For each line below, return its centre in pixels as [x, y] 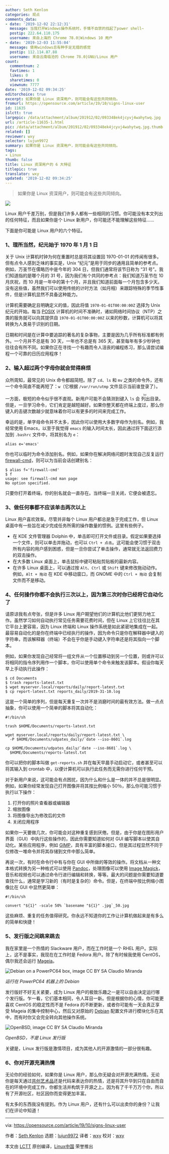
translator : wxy [22, 174]
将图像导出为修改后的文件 [39, 816]
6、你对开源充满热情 [30, 1062]
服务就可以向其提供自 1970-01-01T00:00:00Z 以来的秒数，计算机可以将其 [89, 318]
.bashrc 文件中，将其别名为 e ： [48, 434]
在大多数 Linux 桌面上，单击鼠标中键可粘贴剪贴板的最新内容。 [77, 562]
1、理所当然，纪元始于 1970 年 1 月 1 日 [52, 245]
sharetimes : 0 [24, 80]
